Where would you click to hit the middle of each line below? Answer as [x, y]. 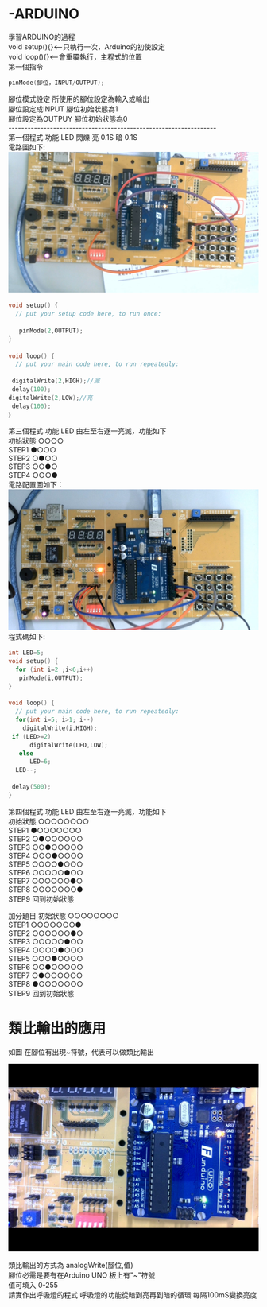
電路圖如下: [27, 147]
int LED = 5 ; [26, 653]
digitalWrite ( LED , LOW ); [69, 745]
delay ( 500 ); [31, 787]
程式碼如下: [27, 637]
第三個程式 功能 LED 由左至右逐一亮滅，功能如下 [87, 431]
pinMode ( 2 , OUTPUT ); [51, 331]
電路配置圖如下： [36, 484]
